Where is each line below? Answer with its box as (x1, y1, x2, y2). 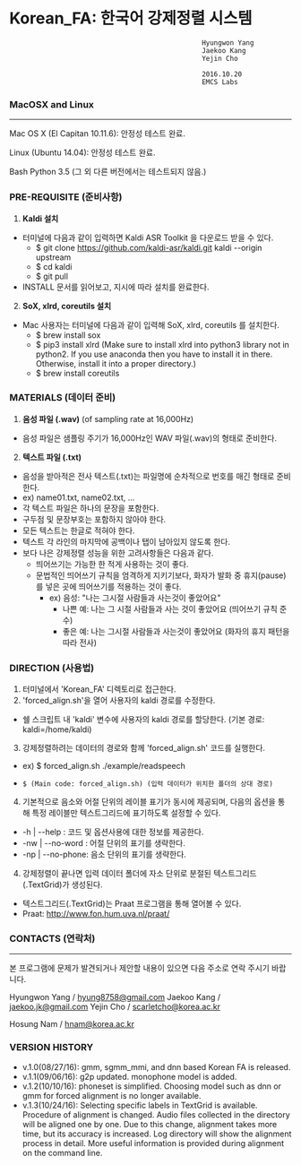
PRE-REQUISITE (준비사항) (9, 191, 123, 203)
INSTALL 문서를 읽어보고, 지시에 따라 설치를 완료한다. (21, 281, 210, 292)
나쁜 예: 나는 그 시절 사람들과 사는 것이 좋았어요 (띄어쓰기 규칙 (62, 603, 278, 614)
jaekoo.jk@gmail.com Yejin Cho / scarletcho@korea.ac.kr (9, 1001, 221, 1013)
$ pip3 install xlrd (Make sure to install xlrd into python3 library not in (35, 339, 289, 349)
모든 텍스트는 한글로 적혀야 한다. (21, 525, 135, 536)
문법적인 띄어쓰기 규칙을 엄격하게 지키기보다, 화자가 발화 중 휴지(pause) (35, 570, 287, 581)
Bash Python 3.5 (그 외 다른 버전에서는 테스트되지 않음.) (9, 167, 207, 177)
